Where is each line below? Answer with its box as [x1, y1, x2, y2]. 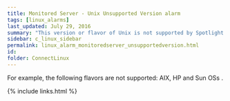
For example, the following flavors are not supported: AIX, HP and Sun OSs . [7, 74, 223, 82]
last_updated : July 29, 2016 [7, 23, 91, 30]
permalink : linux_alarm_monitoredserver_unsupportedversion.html [7, 42, 199, 49]
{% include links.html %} [7, 87, 77, 95]
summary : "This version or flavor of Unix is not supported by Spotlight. [7, 29, 227, 36]
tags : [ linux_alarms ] [7, 16, 70, 23]
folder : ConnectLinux [7, 55, 70, 62]
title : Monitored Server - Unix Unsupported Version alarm [7, 10, 181, 17]
